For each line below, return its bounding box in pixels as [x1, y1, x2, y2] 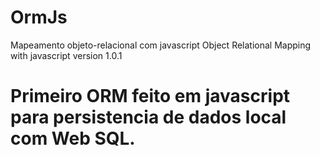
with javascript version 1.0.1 [10, 49, 123, 61]
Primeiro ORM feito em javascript [10, 85, 291, 108]
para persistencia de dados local [10, 106, 287, 129]
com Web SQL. [10, 127, 136, 150]
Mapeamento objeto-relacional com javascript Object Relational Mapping [10, 39, 312, 51]
